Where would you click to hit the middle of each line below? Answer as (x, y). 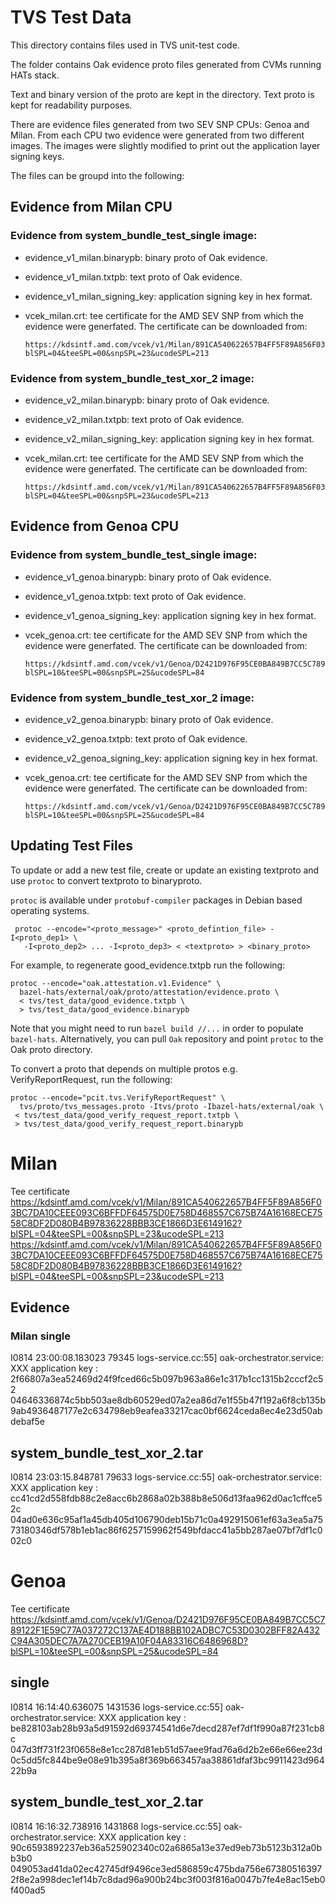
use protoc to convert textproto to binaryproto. (106, 880)
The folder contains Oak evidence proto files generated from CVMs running (166, 64)
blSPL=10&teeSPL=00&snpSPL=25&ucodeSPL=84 (114, 1652)
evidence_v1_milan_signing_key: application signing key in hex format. (168, 296)
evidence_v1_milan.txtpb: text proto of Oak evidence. (133, 277)
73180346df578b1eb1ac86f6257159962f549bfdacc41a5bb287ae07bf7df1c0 (166, 1530)
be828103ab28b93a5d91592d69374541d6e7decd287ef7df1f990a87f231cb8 (167, 1728)
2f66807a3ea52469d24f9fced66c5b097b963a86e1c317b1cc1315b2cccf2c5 (167, 1379)
